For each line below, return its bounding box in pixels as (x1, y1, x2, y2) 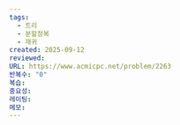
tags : (9, 12, 29, 22)
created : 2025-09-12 (9, 46, 86, 55)
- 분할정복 (17, 29, 50, 38)
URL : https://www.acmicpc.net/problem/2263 (9, 62, 172, 71)
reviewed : (9, 54, 46, 62)
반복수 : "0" (9, 70, 48, 79)
